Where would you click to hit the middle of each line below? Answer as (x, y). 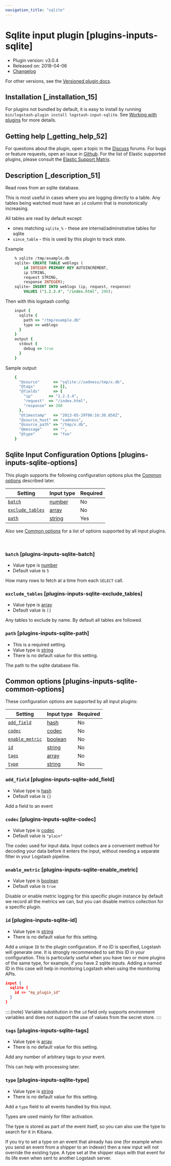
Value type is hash (32, 791)
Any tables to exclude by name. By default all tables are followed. (74, 620)
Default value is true (34, 886)
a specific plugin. (23, 907)
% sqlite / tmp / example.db (42, 258)
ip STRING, (35, 273)
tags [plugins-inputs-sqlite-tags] (47, 1030)
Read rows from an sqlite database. (43, 188)
